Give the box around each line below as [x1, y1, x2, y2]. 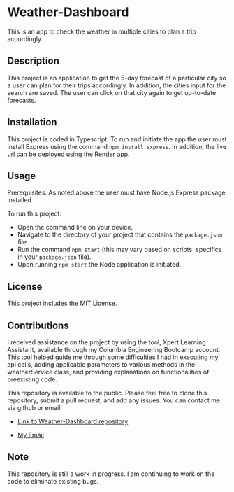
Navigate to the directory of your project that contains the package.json [17, 230, 223, 239]
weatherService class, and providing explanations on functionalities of [7, 368, 210, 376]
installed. [7, 196, 34, 204]
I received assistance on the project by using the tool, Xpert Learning [7, 338, 206, 346]
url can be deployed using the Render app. [7, 150, 131, 158]
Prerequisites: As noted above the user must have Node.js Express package [7, 188, 226, 197]
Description [7, 55, 59, 67]
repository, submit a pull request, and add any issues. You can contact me [7, 396, 221, 405]
